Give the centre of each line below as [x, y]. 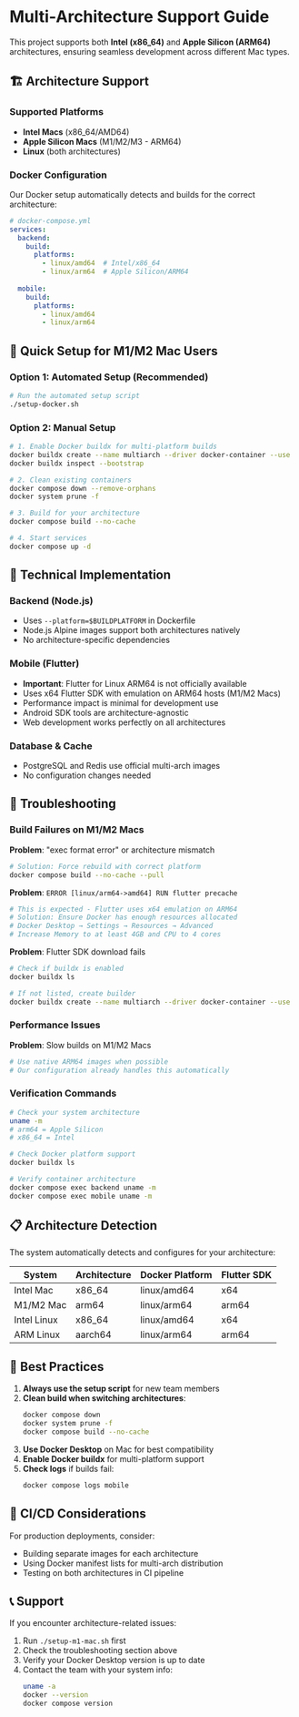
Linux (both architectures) [71, 151]
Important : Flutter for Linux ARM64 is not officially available [135, 683]
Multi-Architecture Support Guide [140, 17]
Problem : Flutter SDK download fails [78, 952]
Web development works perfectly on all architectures [124, 722]
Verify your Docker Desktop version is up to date [114, 1661]
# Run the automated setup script [75, 395]
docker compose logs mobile [75, 1485]
